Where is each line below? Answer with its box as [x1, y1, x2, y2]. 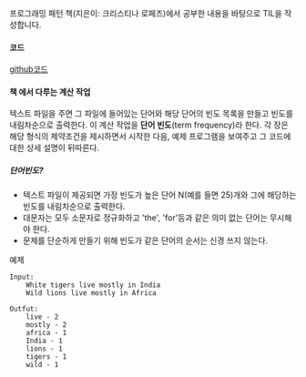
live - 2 [25, 312, 59, 321]
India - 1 [25, 336, 64, 346]
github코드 [9, 64, 48, 75]
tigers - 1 [25, 352, 67, 362]
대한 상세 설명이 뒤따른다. [9, 142, 100, 153]
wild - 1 [25, 361, 59, 370]
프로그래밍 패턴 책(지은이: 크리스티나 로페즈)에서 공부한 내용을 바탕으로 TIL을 [9, 8, 282, 18]
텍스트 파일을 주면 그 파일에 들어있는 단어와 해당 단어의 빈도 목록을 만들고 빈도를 [9, 108, 294, 119]
